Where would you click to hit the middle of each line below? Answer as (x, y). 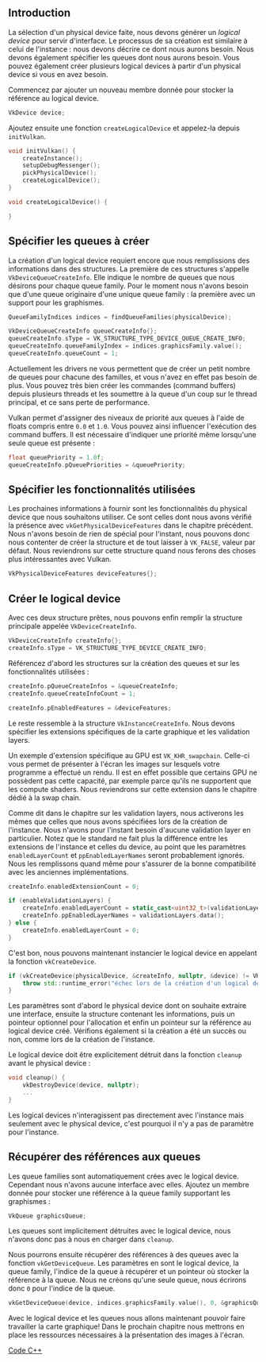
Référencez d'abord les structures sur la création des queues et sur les (124, 663)
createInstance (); (53, 158)
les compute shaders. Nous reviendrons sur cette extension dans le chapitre (133, 789)
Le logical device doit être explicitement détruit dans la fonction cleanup (125, 1055)
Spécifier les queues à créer (79, 241)
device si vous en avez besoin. (58, 74)
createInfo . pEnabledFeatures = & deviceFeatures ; (90, 708)
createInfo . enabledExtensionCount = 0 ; (74, 887)
